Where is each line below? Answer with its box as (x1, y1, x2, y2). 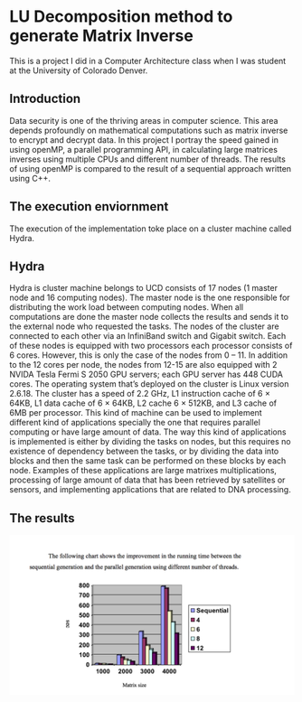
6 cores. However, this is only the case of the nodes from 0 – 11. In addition (9, 350, 288, 360)
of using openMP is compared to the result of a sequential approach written (9, 163, 292, 173)
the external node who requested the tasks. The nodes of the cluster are (9, 321, 279, 332)
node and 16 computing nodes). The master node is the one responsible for (9, 292, 291, 304)
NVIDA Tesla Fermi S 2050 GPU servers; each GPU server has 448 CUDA (9, 369, 283, 380)
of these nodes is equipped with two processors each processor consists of (9, 341, 293, 351)
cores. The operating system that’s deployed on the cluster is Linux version (9, 379, 289, 389)
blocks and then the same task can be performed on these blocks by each (9, 455, 287, 466)
